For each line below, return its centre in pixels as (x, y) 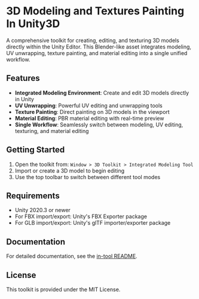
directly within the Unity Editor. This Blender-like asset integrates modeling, (99, 47)
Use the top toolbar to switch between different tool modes (88, 177)
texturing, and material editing (52, 131)
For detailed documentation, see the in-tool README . (72, 256)
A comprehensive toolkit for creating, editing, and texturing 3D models (93, 40)
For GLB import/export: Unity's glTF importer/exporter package (93, 223)
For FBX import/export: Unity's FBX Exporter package (81, 216)
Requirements (33, 196)
